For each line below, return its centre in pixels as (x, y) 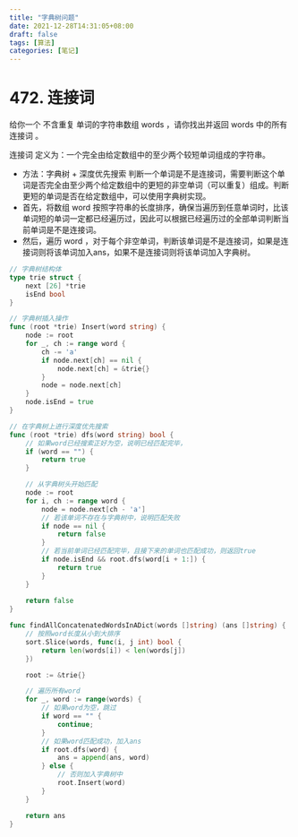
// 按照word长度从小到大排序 (73, 634)
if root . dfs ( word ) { (80, 749)
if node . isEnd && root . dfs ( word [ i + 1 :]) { (123, 560)
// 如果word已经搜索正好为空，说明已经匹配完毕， (106, 443)
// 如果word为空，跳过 (79, 708)
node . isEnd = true (60, 402)
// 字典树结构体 (35, 270)
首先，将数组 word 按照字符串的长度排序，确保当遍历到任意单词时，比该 (155, 208)
